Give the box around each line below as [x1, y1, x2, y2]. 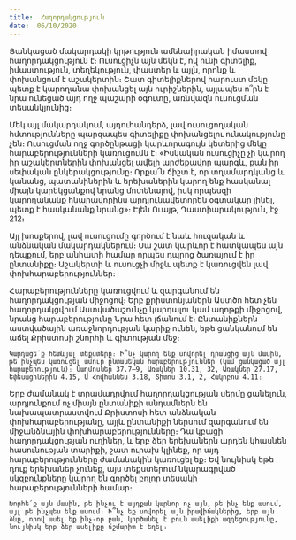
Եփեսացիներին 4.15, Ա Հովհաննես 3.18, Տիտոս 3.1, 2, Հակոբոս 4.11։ [9, 373, 263, 382]
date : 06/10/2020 [9, 21, 77, 30]
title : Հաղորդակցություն [9, 12, 104, 22]
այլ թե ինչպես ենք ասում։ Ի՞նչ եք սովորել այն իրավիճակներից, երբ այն [9, 506, 275, 516]
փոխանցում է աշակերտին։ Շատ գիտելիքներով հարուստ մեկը [9, 73, 268, 84]
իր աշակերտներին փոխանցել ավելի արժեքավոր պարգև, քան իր [9, 157, 280, 167]
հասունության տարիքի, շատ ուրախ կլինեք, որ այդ [9, 444, 219, 455]
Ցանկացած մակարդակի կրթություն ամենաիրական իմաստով [9, 45, 268, 56]
